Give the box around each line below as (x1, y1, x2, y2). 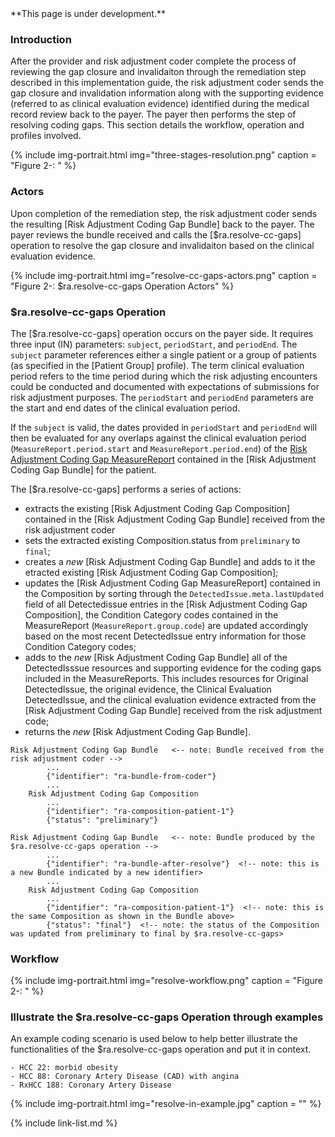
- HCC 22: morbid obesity (10, 1063, 118, 1073)
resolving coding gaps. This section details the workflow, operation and (10, 119, 305, 131)
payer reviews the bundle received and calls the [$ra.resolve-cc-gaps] (10, 228, 302, 241)
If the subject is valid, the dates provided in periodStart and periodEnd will (10, 421, 318, 433)
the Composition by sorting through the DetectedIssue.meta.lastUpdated (24, 587, 325, 599)
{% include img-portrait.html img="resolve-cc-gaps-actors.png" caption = (10, 269, 318, 281)
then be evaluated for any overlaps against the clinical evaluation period (10, 432, 307, 444)
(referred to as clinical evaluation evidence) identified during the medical (10, 98, 310, 110)
